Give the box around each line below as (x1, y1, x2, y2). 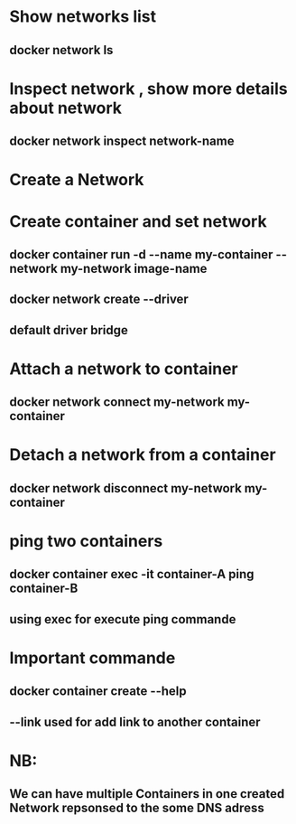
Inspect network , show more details (9, 79, 288, 98)
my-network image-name (60, 260, 208, 276)
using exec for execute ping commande (9, 612, 236, 627)
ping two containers (9, 531, 163, 552)
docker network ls (9, 42, 114, 58)
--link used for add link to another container (9, 714, 261, 729)
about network (9, 98, 122, 118)
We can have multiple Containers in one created (9, 786, 285, 801)
